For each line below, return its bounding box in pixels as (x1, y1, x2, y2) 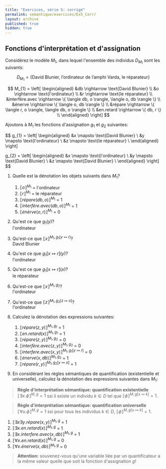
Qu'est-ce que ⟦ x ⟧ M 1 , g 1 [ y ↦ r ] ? (12, 234, 73, 241)
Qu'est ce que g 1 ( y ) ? (12, 219, 55, 226)
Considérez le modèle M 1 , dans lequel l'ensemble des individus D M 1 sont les (5, 57, 160, 65)
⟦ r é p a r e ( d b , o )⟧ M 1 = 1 (19, 196, 63, 203)
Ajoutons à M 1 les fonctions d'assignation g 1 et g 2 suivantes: (5, 122, 128, 129)
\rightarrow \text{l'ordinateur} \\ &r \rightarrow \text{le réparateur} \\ (14, 91, 153, 97)
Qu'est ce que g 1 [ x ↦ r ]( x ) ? (12, 266, 68, 274)
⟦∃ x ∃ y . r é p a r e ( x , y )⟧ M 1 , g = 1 (12, 418, 68, 425)
